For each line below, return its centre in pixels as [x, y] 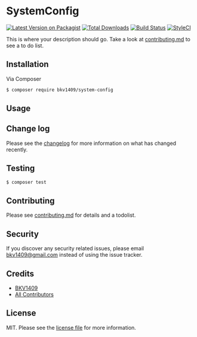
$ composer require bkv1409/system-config [60, 90]
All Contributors [34, 294]
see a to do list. [25, 45]
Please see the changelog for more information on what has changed [91, 143]
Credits [20, 274]
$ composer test [26, 182]
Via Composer [24, 78]
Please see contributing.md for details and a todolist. [71, 215]
